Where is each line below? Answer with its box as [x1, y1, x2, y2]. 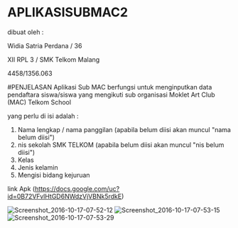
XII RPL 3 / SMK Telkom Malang [7, 55, 100, 64]
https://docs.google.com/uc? [34, 184, 120, 192]
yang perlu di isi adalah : [7, 112, 80, 120]
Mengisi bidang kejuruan [17, 170, 90, 179]
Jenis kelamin [17, 163, 58, 171]
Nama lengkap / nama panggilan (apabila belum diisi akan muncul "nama [17, 125, 231, 134]
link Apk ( [7, 184, 36, 192]
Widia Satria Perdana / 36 [7, 41, 82, 50]
